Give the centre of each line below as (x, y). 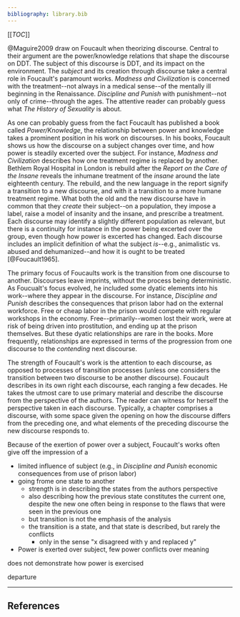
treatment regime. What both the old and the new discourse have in (106, 198)
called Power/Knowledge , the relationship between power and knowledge (116, 130)
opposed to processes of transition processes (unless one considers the (114, 370)
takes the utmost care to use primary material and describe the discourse (115, 392)
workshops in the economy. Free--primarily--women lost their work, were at (120, 318)
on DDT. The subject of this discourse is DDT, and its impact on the (106, 63)
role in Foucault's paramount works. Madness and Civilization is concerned (119, 78)
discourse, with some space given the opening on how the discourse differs (119, 415)
